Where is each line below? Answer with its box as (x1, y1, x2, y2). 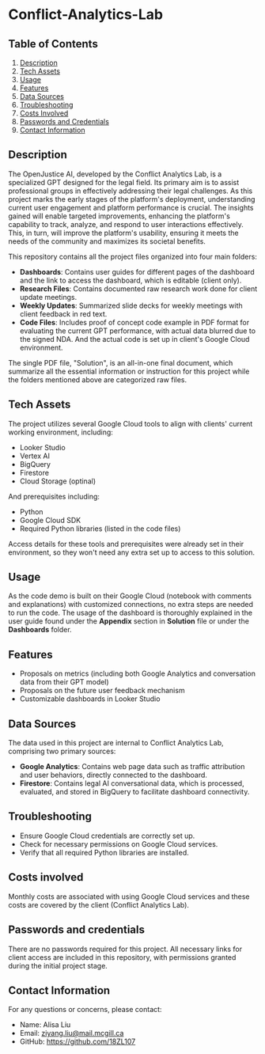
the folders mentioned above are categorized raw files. (8, 374, 187, 385)
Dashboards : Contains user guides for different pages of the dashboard (19, 267, 255, 276)
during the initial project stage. (8, 961, 108, 970)
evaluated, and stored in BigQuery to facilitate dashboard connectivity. (19, 787, 250, 797)
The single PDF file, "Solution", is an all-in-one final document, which (8, 358, 233, 367)
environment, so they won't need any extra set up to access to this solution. (8, 548, 256, 557)
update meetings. (19, 292, 78, 301)
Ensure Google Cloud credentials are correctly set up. (19, 831, 195, 840)
